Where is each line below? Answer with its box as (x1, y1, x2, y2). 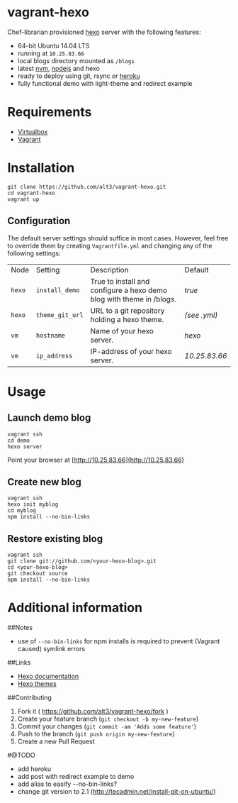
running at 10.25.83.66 (17, 49, 85, 57)
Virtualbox (17, 127, 48, 135)
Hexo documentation (17, 672, 79, 681)
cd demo (7, 437, 30, 444)
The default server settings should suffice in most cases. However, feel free (7, 233, 229, 242)
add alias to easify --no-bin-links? (17, 780, 118, 788)
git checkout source (7, 570, 69, 577)
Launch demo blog (7, 412, 91, 424)
